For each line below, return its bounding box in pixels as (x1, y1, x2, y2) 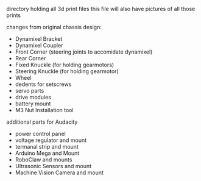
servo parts (15, 87, 44, 94)
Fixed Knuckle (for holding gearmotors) (15, 61, 115, 68)
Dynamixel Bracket (15, 35, 63, 42)
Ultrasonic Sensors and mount (15, 163, 92, 169)
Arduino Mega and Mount (15, 149, 80, 157)
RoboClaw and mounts (15, 156, 72, 163)
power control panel (15, 130, 66, 137)
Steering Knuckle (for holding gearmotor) (15, 68, 119, 75)
